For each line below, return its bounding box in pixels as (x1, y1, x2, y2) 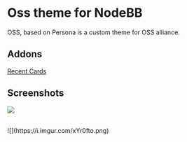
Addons (7, 48, 43, 60)
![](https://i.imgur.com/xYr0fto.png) (7, 126, 109, 134)
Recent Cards (7, 66, 47, 75)
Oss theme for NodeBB (7, 5, 143, 21)
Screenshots (7, 87, 64, 99)
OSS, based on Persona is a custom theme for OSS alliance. (7, 28, 180, 36)
